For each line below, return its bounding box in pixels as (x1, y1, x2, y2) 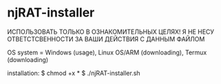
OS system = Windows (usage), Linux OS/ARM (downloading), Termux (7, 48, 207, 56)
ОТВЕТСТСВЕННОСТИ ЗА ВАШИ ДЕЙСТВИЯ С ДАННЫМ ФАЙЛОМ (7, 34, 205, 43)
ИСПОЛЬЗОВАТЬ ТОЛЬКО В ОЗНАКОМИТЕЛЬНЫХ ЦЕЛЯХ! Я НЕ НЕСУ (7, 28, 215, 36)
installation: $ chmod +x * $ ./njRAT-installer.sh (7, 69, 140, 77)
